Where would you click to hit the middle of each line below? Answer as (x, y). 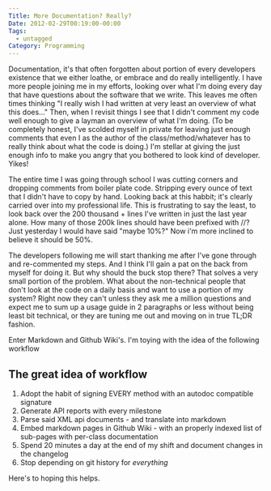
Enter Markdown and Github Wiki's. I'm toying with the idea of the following (134, 340)
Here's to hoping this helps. (54, 478)
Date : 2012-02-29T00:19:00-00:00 (65, 23)
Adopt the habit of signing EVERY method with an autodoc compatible (137, 393)
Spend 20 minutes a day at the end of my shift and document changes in (141, 445)
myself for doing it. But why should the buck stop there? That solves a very (133, 273)
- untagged (34, 38)
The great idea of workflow (78, 374)
